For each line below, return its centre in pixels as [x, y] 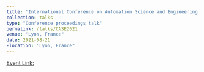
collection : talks [30, 18]
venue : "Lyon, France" [35, 34]
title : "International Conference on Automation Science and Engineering [102, 12]
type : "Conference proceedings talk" [54, 23]
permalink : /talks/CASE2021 [42, 29]
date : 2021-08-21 [28, 40]
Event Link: [20, 63]
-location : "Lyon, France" [41, 46]
